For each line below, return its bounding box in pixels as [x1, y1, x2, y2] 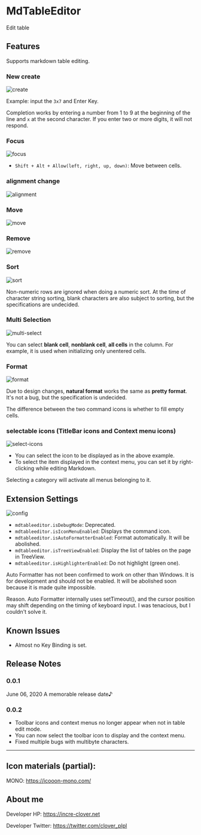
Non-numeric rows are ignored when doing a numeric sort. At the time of [6, 288, 187, 295]
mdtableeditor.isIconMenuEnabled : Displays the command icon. [14, 527, 171, 535]
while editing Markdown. [35, 465, 96, 472]
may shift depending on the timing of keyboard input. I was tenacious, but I [6, 602, 191, 609]
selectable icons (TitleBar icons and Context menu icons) [6, 427, 176, 435]
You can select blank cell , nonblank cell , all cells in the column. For [6, 340, 173, 348]
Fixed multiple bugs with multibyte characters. [14, 738, 129, 746]
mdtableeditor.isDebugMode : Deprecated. [14, 522, 115, 529]
